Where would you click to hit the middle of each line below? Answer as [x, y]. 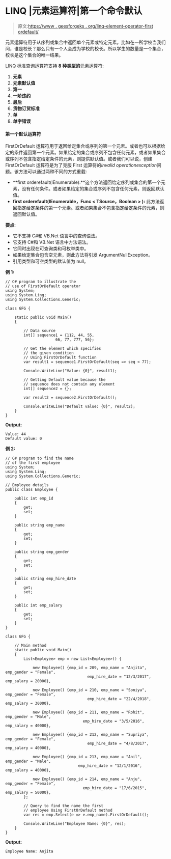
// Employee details [27, 485]
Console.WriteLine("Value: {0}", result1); [70, 371]
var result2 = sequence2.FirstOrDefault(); [70, 398]
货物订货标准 [26, 108]
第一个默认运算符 [23, 134]
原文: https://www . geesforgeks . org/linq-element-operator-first [85, 26]
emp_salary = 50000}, [28, 793]
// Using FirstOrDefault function [60, 357]
